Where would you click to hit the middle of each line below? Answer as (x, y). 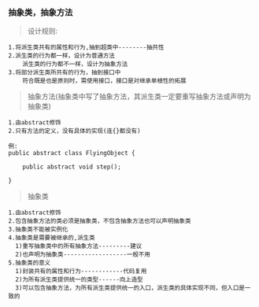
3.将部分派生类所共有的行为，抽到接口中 (65, 72)
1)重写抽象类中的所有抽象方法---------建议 (79, 246)
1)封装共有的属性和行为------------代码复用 (81, 272)
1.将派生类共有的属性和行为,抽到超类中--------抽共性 (86, 48)
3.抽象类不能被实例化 (38, 230)
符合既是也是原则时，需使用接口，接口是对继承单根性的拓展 (104, 81)
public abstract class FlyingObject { (72, 153)
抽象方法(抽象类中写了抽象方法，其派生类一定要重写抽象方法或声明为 (139, 97)
